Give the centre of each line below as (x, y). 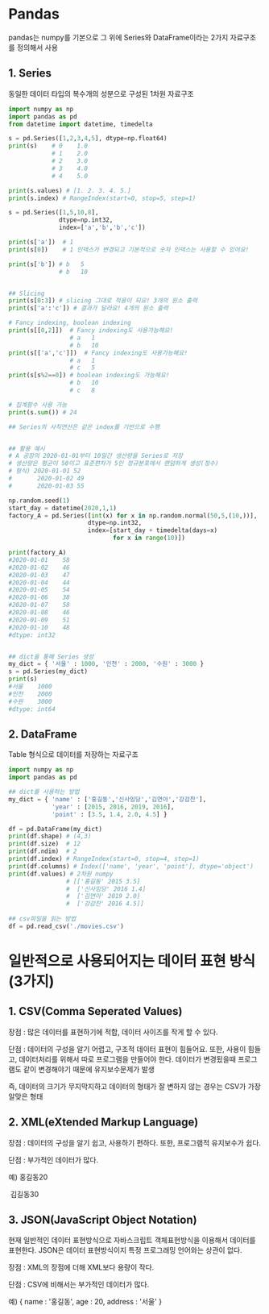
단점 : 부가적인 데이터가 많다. (54, 1160)
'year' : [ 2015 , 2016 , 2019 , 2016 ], (113, 807)
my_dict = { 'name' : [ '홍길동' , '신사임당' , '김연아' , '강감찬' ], (108, 799)
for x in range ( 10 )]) (149, 538)
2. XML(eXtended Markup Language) (103, 1123)
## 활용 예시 (27, 448)
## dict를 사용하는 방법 (44, 792)
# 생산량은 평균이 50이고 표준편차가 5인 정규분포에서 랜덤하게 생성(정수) (114, 464)
